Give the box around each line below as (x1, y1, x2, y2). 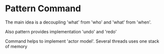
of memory (5, 43, 27, 49)
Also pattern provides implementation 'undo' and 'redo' (5, 28, 117, 34)
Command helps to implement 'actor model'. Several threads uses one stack (5, 38, 160, 44)
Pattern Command (5, 3, 81, 14)
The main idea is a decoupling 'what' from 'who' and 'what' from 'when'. (5, 19, 152, 25)
